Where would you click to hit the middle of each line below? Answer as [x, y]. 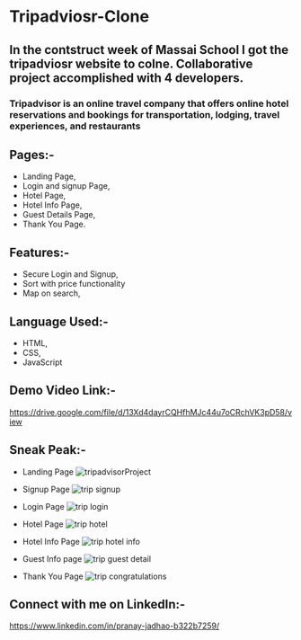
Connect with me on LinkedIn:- [97, 604]
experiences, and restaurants [75, 126]
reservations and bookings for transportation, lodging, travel [145, 114]
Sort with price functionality [74, 284]
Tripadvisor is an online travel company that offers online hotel [149, 103]
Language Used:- [59, 321]
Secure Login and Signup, [70, 274]
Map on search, [51, 293]
